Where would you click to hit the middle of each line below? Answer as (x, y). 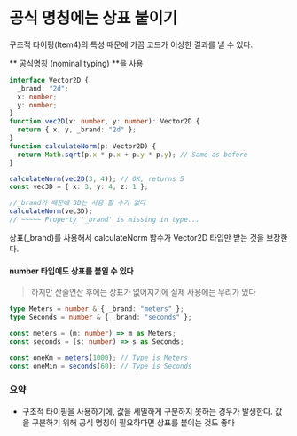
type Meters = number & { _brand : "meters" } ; (97, 309)
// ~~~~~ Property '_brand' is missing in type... (105, 220)
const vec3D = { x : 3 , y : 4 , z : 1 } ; (79, 187)
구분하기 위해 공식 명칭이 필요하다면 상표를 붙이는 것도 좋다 (133, 422)
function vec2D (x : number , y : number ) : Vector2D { (105, 122)
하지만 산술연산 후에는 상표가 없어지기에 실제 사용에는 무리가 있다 (143, 292)
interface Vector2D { (49, 80)
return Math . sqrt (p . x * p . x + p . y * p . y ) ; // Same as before (133, 155)
